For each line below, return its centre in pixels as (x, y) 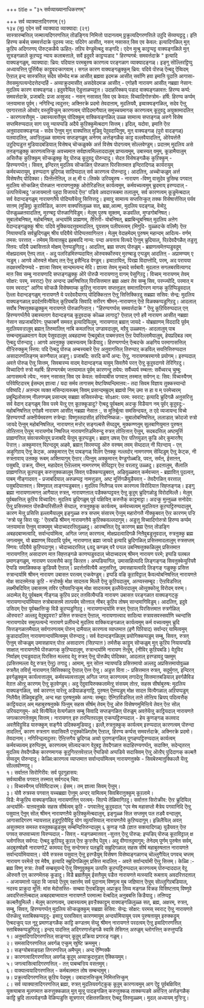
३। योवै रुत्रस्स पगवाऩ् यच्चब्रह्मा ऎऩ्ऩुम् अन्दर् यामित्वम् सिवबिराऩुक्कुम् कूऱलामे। (80, 793)
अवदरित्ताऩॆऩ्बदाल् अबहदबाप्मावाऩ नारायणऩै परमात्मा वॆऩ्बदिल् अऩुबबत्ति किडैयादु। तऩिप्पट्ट (89, 895)
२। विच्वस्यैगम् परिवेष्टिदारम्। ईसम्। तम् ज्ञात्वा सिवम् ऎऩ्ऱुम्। (64, 786)
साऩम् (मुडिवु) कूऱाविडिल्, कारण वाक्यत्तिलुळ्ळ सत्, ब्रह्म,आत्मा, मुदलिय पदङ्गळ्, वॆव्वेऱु (86, 206)
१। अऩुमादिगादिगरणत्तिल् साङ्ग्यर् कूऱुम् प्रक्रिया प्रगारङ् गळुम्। (64, 936)
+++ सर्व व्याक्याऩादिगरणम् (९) (36, 22)
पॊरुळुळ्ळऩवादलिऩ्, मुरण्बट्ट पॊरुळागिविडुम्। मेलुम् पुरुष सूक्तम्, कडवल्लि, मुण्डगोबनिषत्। (88, 213)
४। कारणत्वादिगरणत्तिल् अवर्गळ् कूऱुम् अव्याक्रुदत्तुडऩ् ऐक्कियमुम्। (67, 957)
